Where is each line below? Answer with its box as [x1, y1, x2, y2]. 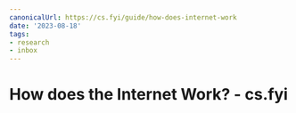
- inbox [9, 46, 38, 55]
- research [9, 37, 50, 47]
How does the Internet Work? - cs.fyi [9, 85, 288, 105]
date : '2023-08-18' [9, 21, 82, 30]
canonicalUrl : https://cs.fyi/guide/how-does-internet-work [9, 12, 238, 22]
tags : [9, 29, 29, 38]
